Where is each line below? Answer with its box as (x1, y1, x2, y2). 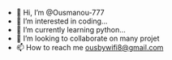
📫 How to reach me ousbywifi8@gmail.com (15, 43, 164, 52)
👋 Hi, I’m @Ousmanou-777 (15, 8, 105, 17)
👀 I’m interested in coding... (15, 16, 108, 26)
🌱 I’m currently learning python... (15, 25, 126, 34)
